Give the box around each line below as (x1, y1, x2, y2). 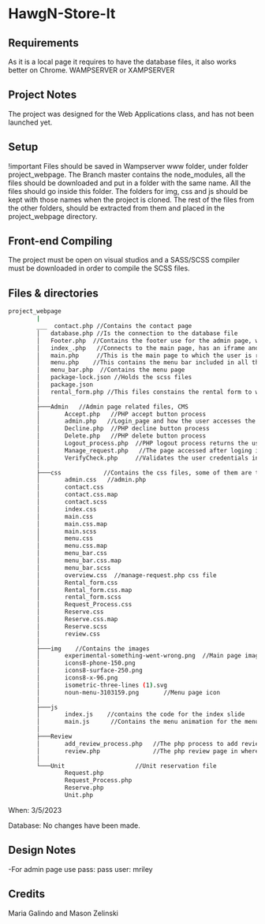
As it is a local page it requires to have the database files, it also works (8, 57, 237, 66)
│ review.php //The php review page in (36, 747, 238, 755)
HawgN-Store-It (8, 5, 116, 23)
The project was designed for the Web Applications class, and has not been (8, 109, 255, 118)
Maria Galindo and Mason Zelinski (8, 908, 118, 918)
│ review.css (36, 630, 101, 638)
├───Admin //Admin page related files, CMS (36, 403, 189, 411)
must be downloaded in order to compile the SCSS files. (8, 263, 191, 273)
